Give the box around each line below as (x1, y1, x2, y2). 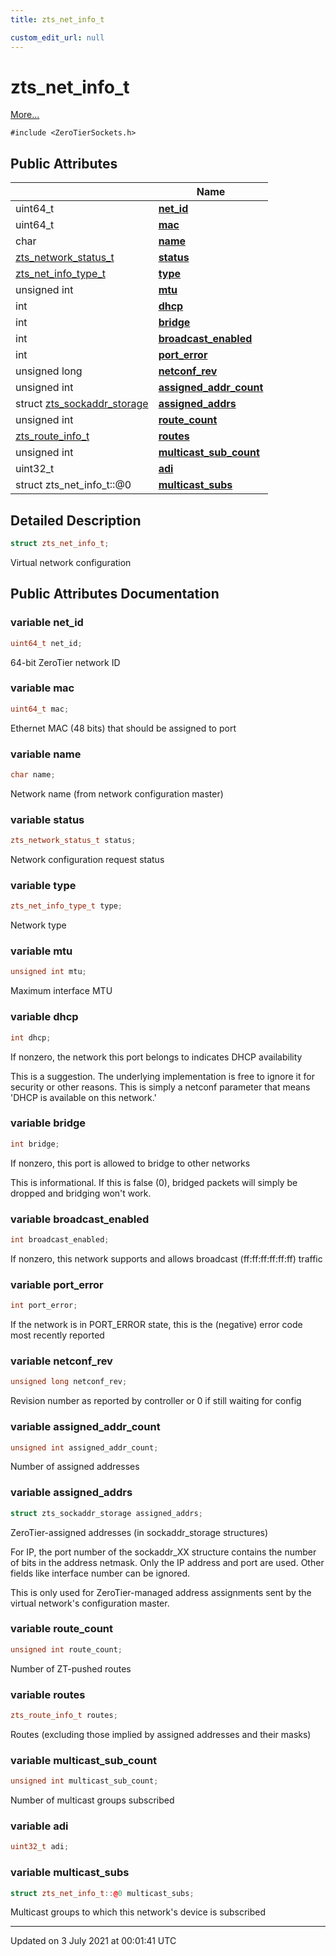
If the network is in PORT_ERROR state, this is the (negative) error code (10, 1319, 303, 1331)
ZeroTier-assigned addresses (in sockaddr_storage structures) (10, 1526, 269, 1538)
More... (10, 109, 40, 121)
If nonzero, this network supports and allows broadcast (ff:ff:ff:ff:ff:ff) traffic (10, 1252, 323, 1265)
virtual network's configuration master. (10, 1597, 170, 1609)
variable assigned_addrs (10, 1486, 133, 1500)
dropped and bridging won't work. (10, 1187, 152, 1199)
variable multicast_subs (10, 1866, 130, 1880)
